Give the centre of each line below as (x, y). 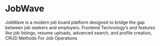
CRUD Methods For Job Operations (41, 38)
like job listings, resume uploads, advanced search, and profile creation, (79, 33)
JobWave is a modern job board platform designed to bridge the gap (75, 22)
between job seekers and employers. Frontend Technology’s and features (80, 27)
